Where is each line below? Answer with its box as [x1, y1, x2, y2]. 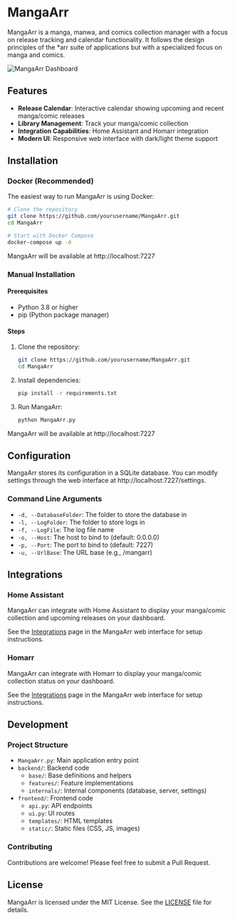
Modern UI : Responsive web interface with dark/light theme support [17, 134, 219, 142]
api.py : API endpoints [28, 802, 93, 810]
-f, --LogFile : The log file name [17, 525, 115, 534]
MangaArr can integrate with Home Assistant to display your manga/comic [7, 606, 226, 615]
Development [7, 718, 69, 731]
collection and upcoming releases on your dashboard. [7, 614, 166, 622]
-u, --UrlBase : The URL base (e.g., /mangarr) [17, 548, 153, 556]
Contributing [7, 842, 53, 852]
